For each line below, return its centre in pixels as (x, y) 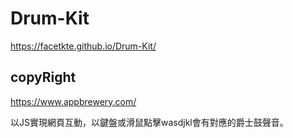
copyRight (43, 77)
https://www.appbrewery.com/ (73, 101)
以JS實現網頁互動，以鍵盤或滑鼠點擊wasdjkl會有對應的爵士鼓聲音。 (149, 122)
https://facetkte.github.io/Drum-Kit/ (83, 46)
